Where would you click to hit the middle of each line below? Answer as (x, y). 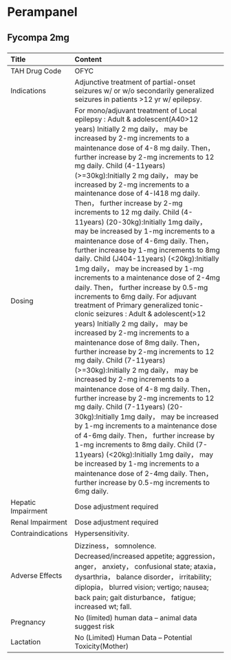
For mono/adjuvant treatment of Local (136, 110)
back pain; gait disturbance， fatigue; (135, 597)
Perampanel (42, 12)
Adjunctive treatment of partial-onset (135, 82)
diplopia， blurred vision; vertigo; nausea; (142, 587)
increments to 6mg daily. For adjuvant (136, 296)
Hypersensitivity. (102, 533)
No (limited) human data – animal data (136, 617)
